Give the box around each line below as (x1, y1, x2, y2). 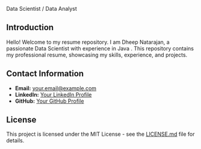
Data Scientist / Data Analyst (6, 5, 77, 12)
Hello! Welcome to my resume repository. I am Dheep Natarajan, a (6, 38, 170, 46)
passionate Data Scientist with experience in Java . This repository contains (6, 44, 194, 52)
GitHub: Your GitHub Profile (14, 97, 84, 105)
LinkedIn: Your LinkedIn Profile (14, 91, 92, 98)
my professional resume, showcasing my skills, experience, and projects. (6, 51, 188, 58)
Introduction (6, 22, 54, 32)
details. (6, 137, 25, 144)
